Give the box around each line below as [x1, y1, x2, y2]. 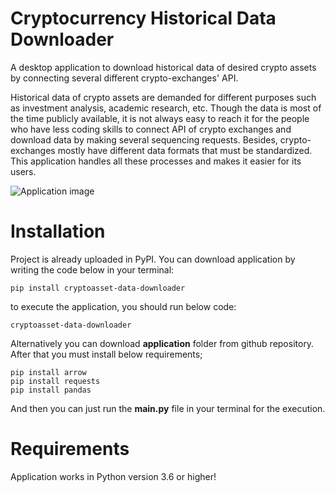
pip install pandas [10, 385, 92, 395]
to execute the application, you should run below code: [10, 300, 237, 312]
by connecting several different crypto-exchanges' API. [10, 72, 239, 84]
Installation [10, 220, 106, 243]
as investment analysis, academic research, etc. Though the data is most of [10, 102, 322, 114]
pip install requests [10, 376, 101, 386]
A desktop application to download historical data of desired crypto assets [10, 61, 317, 73]
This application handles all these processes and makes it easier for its [10, 155, 302, 167]
